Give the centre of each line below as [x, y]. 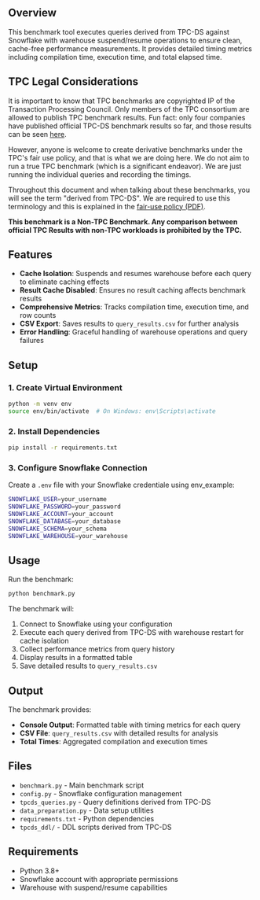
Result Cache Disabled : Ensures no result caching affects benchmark [132, 290]
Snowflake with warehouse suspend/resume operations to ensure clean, [125, 40]
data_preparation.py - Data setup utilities [87, 810]
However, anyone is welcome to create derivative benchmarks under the [126, 149]
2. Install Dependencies [54, 431]
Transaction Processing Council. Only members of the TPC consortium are [129, 109]
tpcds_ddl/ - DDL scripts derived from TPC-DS [95, 827]
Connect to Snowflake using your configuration [96, 624]
